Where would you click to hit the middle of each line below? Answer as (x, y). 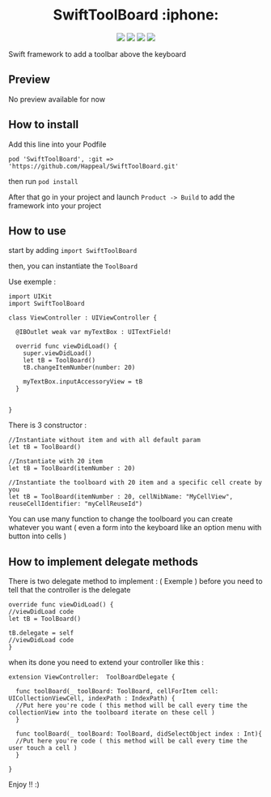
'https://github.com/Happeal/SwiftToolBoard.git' (94, 166)
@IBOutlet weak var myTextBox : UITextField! (94, 332)
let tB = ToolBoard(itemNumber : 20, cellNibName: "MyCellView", (121, 497)
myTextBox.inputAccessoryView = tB (83, 382)
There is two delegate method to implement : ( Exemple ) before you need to (135, 581)
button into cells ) (38, 536)
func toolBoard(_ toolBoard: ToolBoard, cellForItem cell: (117, 692)
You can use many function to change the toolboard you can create (121, 519)
